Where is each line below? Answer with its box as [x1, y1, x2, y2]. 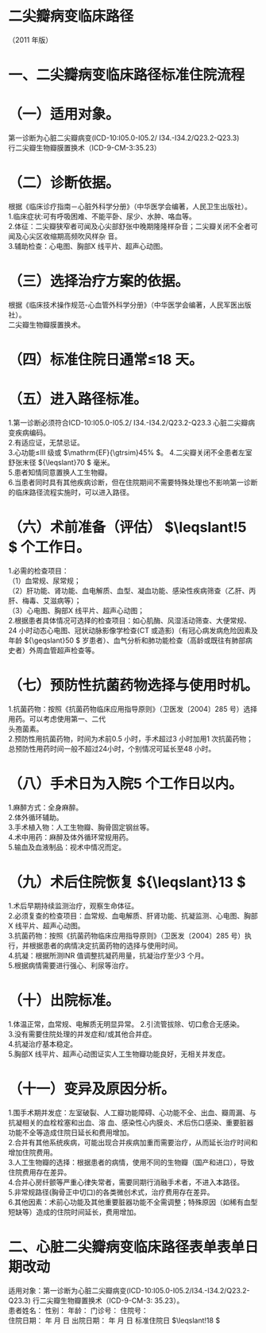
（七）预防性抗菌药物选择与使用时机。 [8, 677, 260, 694]
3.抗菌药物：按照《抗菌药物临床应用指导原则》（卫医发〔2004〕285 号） [8, 931, 245, 940]
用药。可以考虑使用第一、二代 [8, 713, 106, 724]
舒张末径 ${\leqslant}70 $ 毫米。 [8, 458, 114, 468]
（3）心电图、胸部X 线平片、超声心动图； [8, 606, 145, 615]
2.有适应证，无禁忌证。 [8, 438, 85, 448]
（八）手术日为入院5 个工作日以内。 [8, 775, 244, 793]
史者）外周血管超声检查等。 [8, 646, 99, 655]
